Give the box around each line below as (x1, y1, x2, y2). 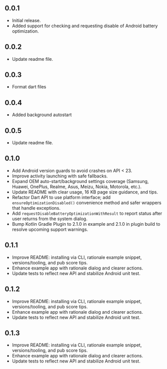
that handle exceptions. (12, 205, 61, 211)
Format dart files (12, 84, 46, 90)
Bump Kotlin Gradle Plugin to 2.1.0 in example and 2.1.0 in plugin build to (12, 221, 160, 227)
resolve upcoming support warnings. (12, 226, 88, 232)
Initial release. (12, 17, 41, 23)
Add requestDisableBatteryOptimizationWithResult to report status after (12, 210, 162, 216)
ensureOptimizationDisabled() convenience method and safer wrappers (12, 200, 161, 206)
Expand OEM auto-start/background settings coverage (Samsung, (12, 178, 149, 184)
